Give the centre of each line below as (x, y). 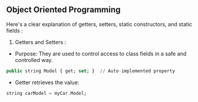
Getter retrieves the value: (47, 82)
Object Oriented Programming (63, 10)
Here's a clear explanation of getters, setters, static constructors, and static (99, 24)
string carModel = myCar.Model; (46, 93)
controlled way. (34, 60)
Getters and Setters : (40, 42)
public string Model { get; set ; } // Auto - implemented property (91, 71)
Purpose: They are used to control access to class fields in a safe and (100, 54)
